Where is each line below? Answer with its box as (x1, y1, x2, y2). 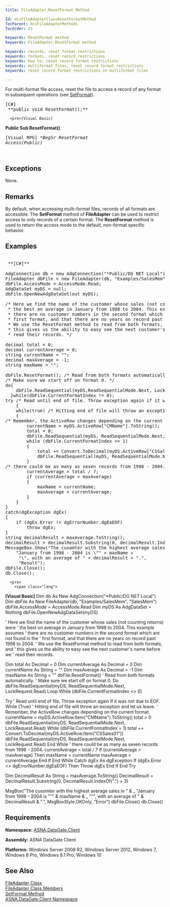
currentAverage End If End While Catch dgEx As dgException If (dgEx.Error (5, 757, 162, 763)
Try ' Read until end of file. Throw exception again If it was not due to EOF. (5, 698, 160, 704)
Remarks (5, 192, 34, 201)
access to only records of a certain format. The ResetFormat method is (5, 217, 154, 222)
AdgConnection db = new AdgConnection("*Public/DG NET (5, 271, 144, 277)
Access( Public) (5, 140, 43, 146)
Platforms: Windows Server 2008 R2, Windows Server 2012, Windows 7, (5, 846, 157, 853)
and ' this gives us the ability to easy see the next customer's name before (5, 646, 160, 652)
